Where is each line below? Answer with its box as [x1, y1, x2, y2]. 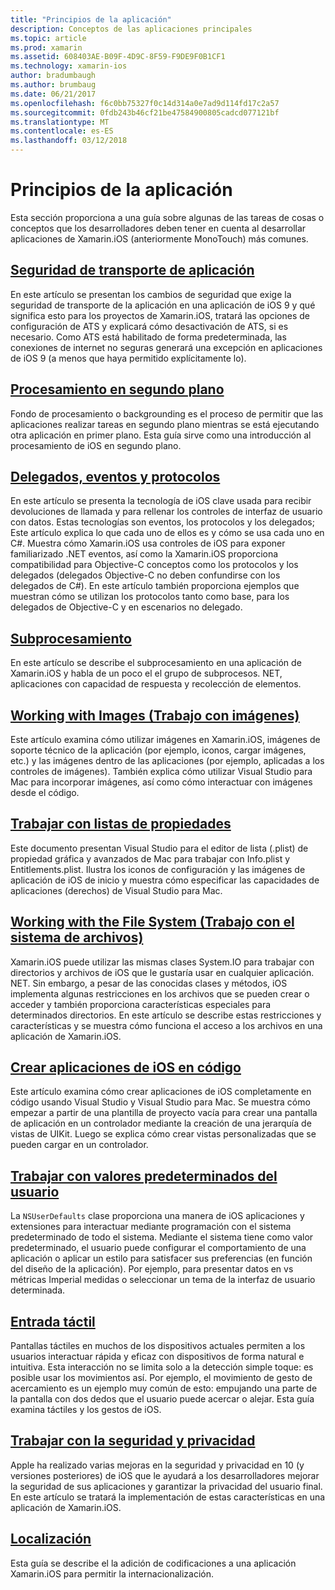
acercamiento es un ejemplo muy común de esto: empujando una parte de [10, 1382, 318, 1395]
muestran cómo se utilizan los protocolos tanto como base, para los [10, 591, 290, 603]
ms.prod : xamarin [10, 42, 83, 53]
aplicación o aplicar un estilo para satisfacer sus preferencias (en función [10, 1252, 313, 1265]
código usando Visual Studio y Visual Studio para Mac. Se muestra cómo [10, 1096, 311, 1108]
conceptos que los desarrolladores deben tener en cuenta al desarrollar [10, 222, 307, 234]
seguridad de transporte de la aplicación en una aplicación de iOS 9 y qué [10, 299, 316, 311]
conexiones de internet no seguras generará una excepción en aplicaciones [10, 341, 323, 353]
